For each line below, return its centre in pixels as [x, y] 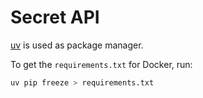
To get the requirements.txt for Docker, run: [101, 64]
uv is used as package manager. [77, 45]
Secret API [55, 17]
